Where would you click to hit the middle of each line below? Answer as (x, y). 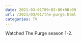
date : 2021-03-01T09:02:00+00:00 (41, 10)
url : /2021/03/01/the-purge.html (41, 14)
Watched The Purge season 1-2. (39, 33)
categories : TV (21, 19)
